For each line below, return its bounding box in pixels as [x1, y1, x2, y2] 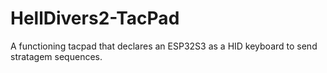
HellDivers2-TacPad [10, 7, 180, 30]
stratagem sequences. [10, 50, 103, 62]
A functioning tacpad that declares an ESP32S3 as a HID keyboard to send [10, 40, 318, 52]
